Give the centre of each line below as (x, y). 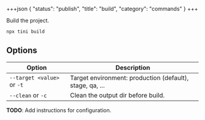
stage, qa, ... (87, 85)
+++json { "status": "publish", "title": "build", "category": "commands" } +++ (102, 9)
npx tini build (26, 32)
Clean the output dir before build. (117, 95)
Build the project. (28, 20)
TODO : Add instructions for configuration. (59, 110)
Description (133, 67)
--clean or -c (28, 95)
